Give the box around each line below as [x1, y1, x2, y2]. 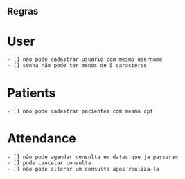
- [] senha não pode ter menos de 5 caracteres [7, 62, 148, 69]
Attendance [7, 131, 76, 147]
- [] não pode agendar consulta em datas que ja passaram [7, 153, 178, 161]
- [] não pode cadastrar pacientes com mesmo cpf [7, 108, 154, 115]
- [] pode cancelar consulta [7, 160, 91, 167]
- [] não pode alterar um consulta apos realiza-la [7, 166, 159, 173]
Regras [7, 6, 39, 17]
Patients [7, 85, 56, 101]
